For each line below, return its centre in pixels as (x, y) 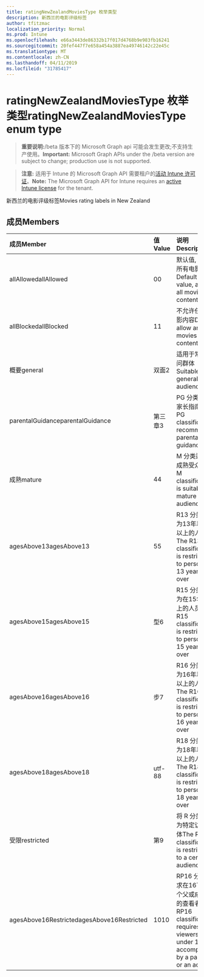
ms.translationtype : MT (36, 52)
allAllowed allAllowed (39, 279)
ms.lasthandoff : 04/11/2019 (42, 63)
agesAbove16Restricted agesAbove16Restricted (78, 920)
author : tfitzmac (28, 23)
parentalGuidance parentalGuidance (60, 421)
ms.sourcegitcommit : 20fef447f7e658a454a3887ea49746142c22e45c (88, 46)
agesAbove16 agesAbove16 (49, 697)
